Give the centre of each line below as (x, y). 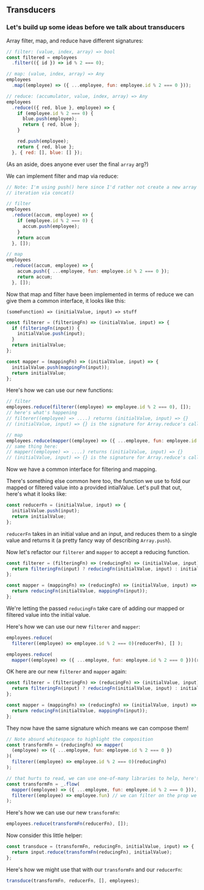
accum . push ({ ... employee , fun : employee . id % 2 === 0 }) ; (93, 271)
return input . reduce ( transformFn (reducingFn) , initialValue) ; (92, 852)
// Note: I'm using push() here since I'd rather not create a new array (102, 187)
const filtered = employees (42, 57)
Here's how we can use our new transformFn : (63, 813)
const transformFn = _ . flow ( (43, 784)
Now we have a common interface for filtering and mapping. (81, 469)
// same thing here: (32, 447)
